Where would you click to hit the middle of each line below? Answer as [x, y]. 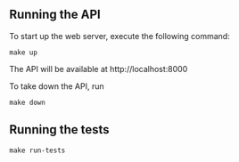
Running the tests [59, 130]
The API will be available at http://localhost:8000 [99, 69]
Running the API [55, 15]
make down [28, 102]
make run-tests [37, 150]
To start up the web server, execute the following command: [119, 36]
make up [24, 53]
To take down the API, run [57, 86]
